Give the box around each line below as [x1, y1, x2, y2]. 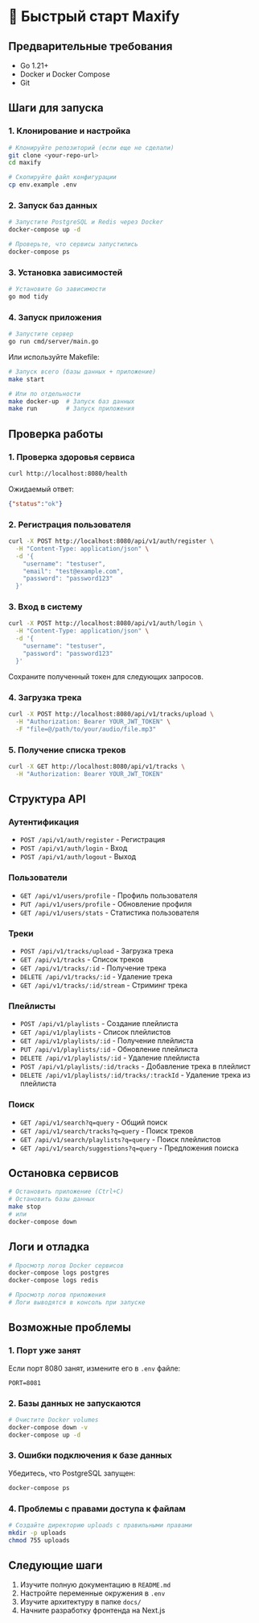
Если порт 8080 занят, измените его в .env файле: [8, 1363, 181, 1373]
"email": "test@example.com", [23, 567, 125, 575]
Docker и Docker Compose [19, 69, 110, 79]
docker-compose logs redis [8, 1276, 99, 1285]
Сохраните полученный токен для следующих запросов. [8, 671, 203, 681]
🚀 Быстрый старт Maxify [8, 7, 180, 26]
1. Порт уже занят [8, 1345, 81, 1356]
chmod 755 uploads [8, 1536, 70, 1544]
